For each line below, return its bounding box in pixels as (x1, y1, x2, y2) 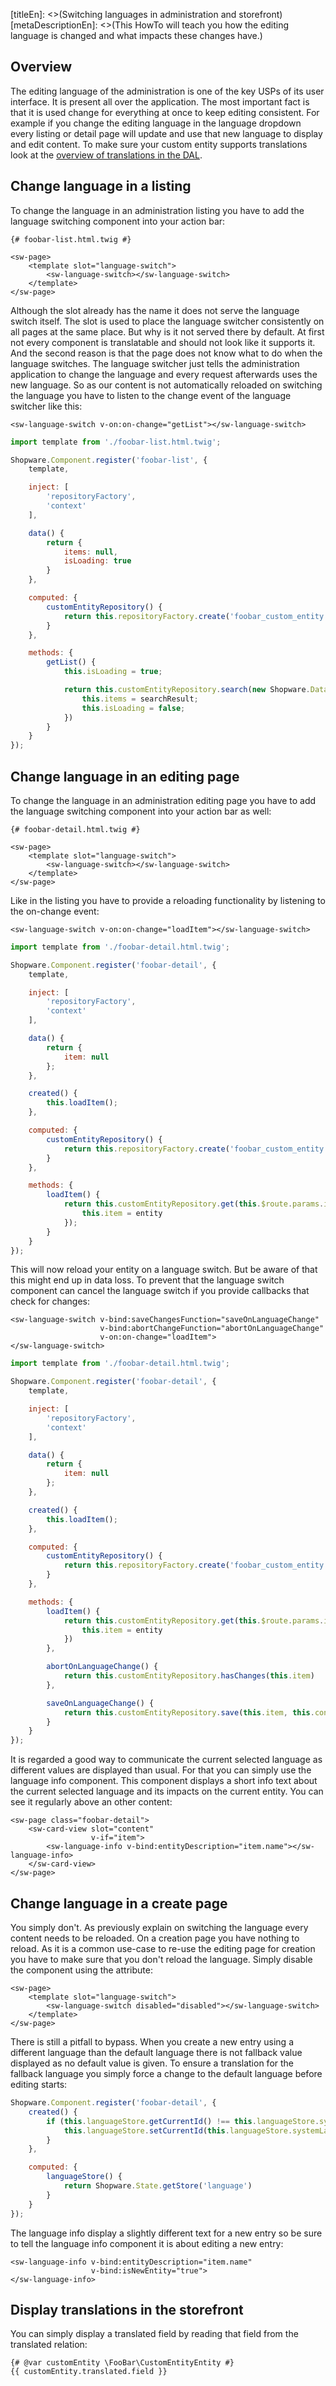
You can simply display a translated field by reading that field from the (10, 2328, 299, 2340)
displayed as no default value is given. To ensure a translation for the (10, 2057, 295, 2069)
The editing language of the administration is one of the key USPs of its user (10, 85, 325, 97)
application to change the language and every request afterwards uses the (10, 368, 318, 380)
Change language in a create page (10, 1895, 228, 1912)
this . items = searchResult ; (81, 694, 199, 704)
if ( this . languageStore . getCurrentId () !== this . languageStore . (46, 2116, 320, 2126)
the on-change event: (10, 905, 100, 917)
